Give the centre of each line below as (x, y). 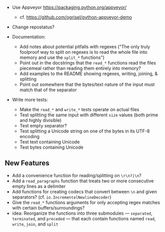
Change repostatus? (33, 27)
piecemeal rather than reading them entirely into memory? (80, 68)
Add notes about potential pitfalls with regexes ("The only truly (85, 47)
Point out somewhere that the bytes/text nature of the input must (87, 84)
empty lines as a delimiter (39, 186)
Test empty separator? (43, 126)
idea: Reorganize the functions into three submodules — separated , (82, 213)
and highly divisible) (40, 120)
